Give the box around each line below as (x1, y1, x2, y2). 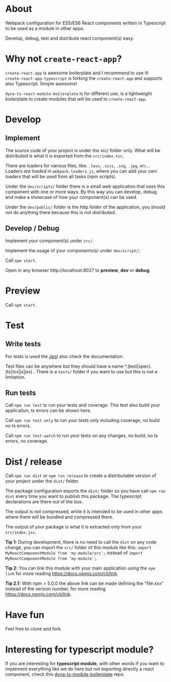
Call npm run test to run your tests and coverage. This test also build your (5, 402, 160, 408)
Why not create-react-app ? (5, 53, 122, 65)
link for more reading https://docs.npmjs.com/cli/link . (5, 571, 119, 577)
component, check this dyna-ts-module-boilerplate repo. (5, 671, 125, 677)
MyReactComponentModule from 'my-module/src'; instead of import (5, 550, 143, 556)
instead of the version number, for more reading (5, 586, 106, 592)
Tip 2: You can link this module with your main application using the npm (5, 565, 155, 571)
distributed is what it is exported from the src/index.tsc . (5, 153, 124, 159)
